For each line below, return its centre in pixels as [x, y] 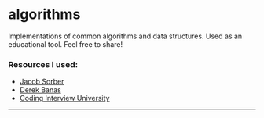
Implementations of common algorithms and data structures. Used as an [125, 36]
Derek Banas [40, 90]
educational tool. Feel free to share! [66, 44]
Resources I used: [43, 64]
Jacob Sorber [42, 82]
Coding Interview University [64, 98]
